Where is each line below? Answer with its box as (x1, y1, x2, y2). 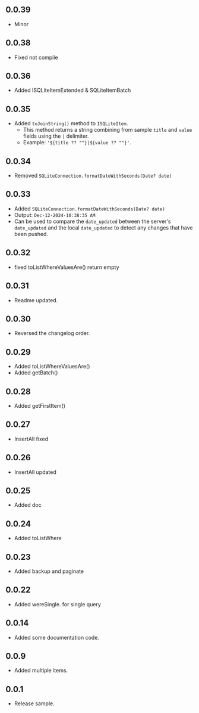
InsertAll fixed (14, 435, 49, 442)
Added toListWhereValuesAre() (14, 363, 90, 370)
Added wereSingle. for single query (14, 600, 102, 607)
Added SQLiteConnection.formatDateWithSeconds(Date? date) (14, 205, 166, 212)
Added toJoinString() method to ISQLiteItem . (14, 120, 128, 127)
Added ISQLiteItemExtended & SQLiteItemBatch (14, 86, 131, 94)
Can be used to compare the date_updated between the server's (14, 218, 171, 225)
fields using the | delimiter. (23, 132, 89, 139)
